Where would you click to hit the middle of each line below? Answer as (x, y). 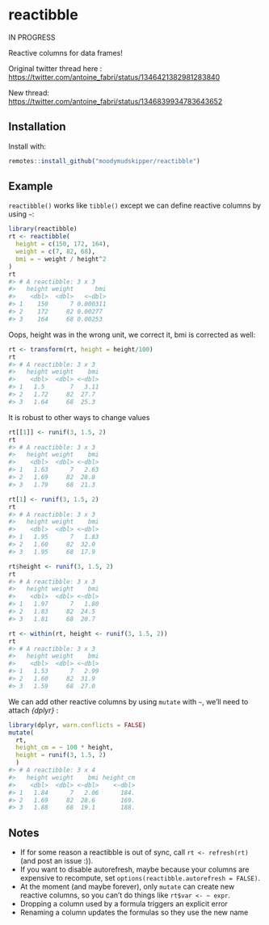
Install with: (27, 146)
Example (31, 186)
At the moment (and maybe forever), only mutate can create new (127, 887)
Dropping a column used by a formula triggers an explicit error (124, 904)
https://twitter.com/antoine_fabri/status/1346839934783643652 (116, 101)
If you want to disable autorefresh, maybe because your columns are (134, 869)
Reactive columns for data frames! (65, 53)
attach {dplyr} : (34, 710)
